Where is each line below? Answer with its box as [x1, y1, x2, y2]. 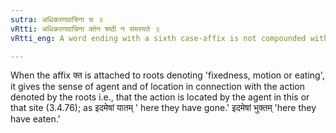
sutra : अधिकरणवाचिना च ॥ [10, 14, 103, 25]
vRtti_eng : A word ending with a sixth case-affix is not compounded [10, 33, 307, 43]
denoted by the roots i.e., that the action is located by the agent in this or [10, 91, 310, 103]
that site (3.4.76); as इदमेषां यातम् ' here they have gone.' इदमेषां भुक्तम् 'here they [10, 102, 317, 114]
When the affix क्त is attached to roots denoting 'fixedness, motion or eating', [10, 69, 325, 81]
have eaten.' [10, 113, 61, 125]
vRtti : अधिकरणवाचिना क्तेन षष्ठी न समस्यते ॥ [10, 24, 160, 34]
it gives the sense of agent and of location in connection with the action [10, 81, 306, 93]
